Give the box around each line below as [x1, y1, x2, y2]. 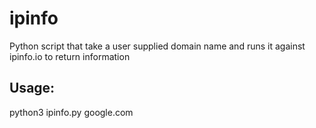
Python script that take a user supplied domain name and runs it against [9, 40, 306, 52]
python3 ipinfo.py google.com [9, 106, 134, 118]
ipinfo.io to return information [9, 50, 131, 62]
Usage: [9, 80, 56, 97]
